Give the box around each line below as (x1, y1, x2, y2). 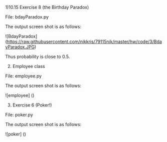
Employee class (12, 63, 45, 69)
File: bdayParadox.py (5, 14, 49, 19)
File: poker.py (5, 112, 34, 117)
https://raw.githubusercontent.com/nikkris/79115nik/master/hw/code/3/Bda (7, 38, 162, 44)
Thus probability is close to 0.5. (5, 53, 70, 59)
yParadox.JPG (5, 44, 35, 49)
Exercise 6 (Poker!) (12, 102, 52, 108)
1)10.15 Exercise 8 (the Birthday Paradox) (5, 4, 89, 10)
